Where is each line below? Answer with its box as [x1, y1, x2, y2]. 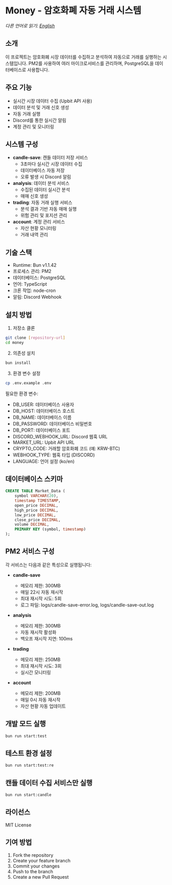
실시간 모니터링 [20, 669, 51, 675]
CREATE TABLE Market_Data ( [5, 489, 66, 494]
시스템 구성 [5, 140, 39, 149]
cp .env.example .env [5, 380, 52, 385]
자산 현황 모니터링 [20, 225, 56, 231]
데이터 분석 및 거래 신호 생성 [12, 104, 69, 110]
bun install [5, 360, 31, 365]
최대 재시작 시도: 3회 [20, 662, 62, 669]
